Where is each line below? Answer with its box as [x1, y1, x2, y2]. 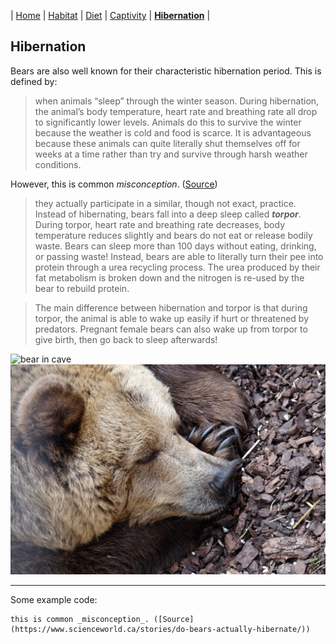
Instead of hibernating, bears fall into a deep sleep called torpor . [34, 208, 302, 220]
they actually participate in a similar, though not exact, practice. [34, 197, 297, 209]
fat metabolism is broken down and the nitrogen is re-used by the [34, 271, 305, 284]
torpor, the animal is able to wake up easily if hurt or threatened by [34, 312, 310, 324]
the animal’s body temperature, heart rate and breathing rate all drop [34, 105, 318, 117]
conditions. [34, 158, 82, 170]
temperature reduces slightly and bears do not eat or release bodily [34, 229, 313, 241]
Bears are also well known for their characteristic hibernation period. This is [10, 65, 322, 77]
